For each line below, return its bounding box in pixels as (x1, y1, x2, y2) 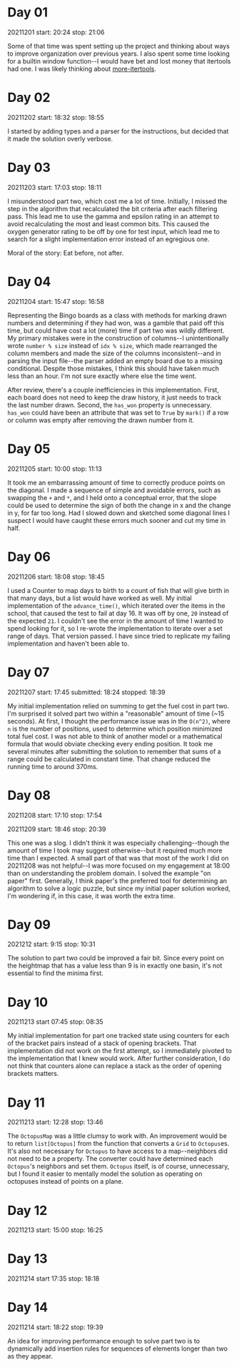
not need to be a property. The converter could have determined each (7, 1154, 213, 1163)
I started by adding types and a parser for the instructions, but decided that (7, 126, 229, 136)
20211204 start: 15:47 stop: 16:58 (7, 297, 105, 305)
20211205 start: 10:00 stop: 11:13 (7, 464, 102, 473)
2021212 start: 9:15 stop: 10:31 (7, 940, 96, 949)
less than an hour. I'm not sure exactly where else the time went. (7, 372, 197, 380)
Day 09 (7, 916, 51, 932)
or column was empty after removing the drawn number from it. (7, 415, 195, 425)
